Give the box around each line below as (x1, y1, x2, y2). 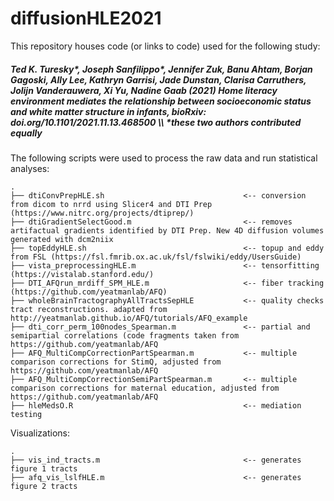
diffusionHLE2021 (10, 7, 162, 30)
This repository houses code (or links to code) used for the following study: (10, 40, 321, 52)
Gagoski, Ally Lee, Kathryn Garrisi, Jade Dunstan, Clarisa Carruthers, (10, 73, 307, 86)
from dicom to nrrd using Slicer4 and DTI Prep (10, 199, 213, 209)
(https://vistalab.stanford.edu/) (10, 269, 155, 279)
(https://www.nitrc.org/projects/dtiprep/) (10, 208, 195, 218)
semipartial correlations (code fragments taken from (10, 330, 240, 341)
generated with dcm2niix (10, 234, 114, 244)
